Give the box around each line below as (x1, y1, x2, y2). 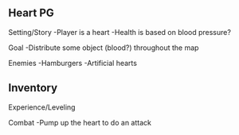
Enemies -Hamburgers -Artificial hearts (8, 58, 138, 67)
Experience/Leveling (8, 102, 76, 112)
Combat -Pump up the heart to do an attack (8, 118, 151, 127)
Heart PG (8, 6, 54, 20)
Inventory (8, 81, 58, 94)
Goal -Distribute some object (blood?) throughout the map (8, 43, 199, 52)
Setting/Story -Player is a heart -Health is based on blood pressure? (8, 27, 231, 37)
